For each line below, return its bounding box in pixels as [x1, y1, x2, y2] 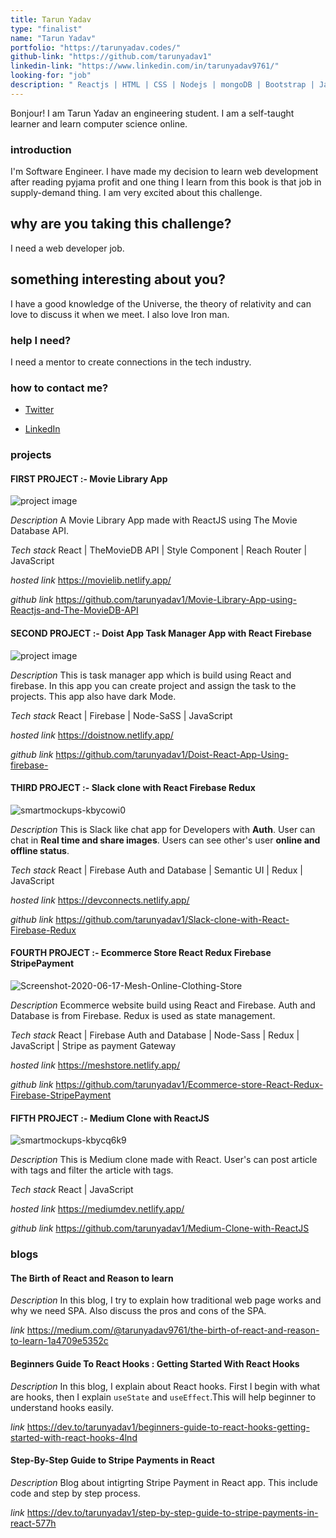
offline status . [10, 844, 70, 856]
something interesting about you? [10, 271, 226, 288]
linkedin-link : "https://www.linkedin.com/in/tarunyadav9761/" [10, 61, 280, 71]
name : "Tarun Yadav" [10, 33, 97, 43]
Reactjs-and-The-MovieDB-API [10, 604, 139, 616]
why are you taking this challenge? [10, 216, 232, 233]
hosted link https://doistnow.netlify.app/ [10, 729, 174, 741]
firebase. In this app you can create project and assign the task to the [10, 679, 297, 691]
